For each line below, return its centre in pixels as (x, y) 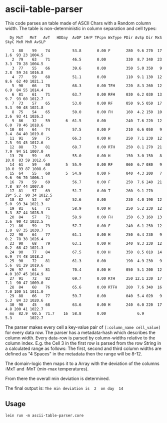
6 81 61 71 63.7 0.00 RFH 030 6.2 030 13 (87, 94)
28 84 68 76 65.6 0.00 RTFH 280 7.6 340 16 (86, 287)
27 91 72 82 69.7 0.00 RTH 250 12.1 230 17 (86, 278)
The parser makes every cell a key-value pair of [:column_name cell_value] (83, 327)
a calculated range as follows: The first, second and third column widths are (83, 348)
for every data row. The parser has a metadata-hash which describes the (80, 332)
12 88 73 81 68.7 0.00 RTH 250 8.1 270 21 (86, 147)
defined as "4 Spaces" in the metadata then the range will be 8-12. (74, 353)
